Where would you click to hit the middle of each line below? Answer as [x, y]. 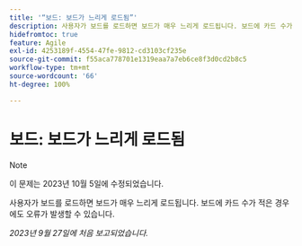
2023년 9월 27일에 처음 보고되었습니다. [79, 233]
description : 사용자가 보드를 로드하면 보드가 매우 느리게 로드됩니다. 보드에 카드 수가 [151, 26]
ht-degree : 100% [40, 84]
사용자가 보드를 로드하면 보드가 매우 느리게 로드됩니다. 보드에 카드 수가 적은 [141, 202]
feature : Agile [38, 43]
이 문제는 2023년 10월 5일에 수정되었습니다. [87, 183]
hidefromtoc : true [44, 34]
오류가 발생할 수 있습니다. [70, 214]
